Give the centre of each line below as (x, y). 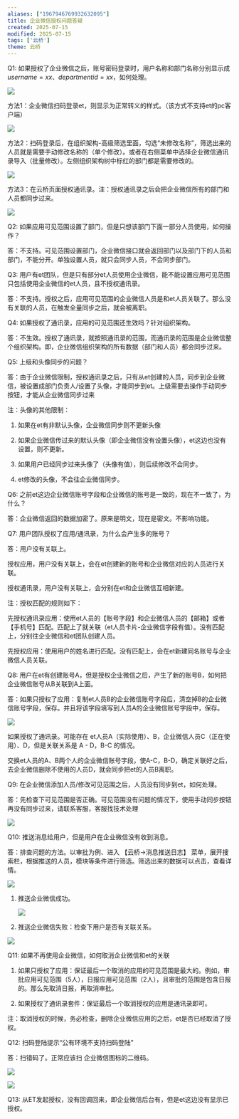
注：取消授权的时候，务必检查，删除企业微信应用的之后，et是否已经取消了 (116, 1018)
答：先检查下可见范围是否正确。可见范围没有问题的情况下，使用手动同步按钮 (119, 799)
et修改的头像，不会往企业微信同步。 (70, 479)
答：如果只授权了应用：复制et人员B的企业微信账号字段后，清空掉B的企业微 (117, 699)
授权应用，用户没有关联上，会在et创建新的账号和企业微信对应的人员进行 (113, 564)
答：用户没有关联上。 (38, 548)
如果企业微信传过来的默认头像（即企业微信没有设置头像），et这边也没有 (122, 440)
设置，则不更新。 (43, 449)
